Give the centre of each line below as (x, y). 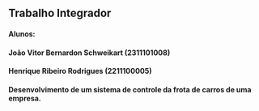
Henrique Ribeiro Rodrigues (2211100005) (80, 71)
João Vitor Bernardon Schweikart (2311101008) (89, 53)
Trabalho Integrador (60, 13)
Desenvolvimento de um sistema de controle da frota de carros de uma (130, 89)
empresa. (25, 98)
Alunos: (22, 34)
